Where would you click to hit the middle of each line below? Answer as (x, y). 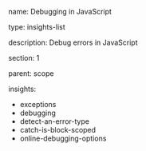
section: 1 (24, 58)
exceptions (38, 104)
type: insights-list (37, 27)
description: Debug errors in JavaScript (73, 42)
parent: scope (31, 74)
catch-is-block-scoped (58, 130)
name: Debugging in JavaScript (60, 12)
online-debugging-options (63, 138)
